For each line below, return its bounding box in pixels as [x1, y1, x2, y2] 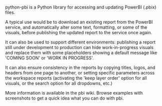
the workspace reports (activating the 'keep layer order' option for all [5, 75, 147, 81]
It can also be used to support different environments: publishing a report [5, 39, 156, 45]
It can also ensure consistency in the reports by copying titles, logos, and [5, 64, 156, 70]
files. [5, 9, 15, 15]
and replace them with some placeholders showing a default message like [5, 50, 158, 55]
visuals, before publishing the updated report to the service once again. [5, 30, 153, 35]
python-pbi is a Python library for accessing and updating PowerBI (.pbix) [5, 4, 157, 10]
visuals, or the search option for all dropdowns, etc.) [5, 80, 113, 86]
